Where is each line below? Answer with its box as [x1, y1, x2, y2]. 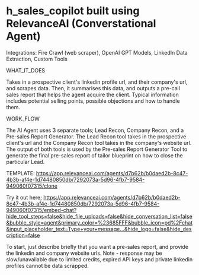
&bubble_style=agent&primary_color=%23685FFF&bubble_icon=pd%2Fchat [6, 219, 193, 226]
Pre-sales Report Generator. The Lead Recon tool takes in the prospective [6, 132, 187, 140]
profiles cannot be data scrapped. [6, 262, 89, 269]
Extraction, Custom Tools [6, 55, 68, 62]
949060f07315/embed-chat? [6, 206, 77, 213]
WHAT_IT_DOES [6, 67, 46, 74]
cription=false [6, 232, 40, 239]
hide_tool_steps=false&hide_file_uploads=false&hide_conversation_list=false [6, 213, 192, 220]
